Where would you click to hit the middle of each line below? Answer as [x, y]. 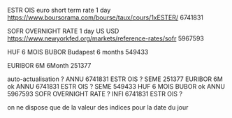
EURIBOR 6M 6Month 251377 [49, 65]
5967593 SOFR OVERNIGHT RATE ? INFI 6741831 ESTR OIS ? [95, 94]
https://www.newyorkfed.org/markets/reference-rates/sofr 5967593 [106, 38]
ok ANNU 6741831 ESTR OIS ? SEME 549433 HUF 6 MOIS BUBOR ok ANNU [116, 86]
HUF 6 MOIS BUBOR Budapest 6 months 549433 [78, 52]
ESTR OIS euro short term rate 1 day [59, 10]
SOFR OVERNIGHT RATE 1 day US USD [63, 31]
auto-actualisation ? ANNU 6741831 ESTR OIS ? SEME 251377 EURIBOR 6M [115, 79]
